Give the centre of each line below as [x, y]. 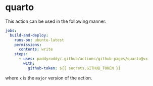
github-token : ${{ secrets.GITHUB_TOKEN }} [74, 68]
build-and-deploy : [29, 35]
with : [29, 64]
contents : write [36, 50]
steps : [21, 54]
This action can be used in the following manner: [56, 21]
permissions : [28, 45]
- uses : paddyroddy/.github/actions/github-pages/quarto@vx [83, 59]
